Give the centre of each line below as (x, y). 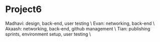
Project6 (23, 9)
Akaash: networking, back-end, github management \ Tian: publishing (78, 28)
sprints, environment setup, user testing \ (48, 34)
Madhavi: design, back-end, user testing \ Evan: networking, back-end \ (80, 23)
